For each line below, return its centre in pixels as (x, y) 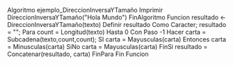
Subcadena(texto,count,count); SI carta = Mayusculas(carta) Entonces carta (117, 39)
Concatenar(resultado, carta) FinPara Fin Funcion (78, 54)
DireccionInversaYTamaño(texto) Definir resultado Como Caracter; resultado (117, 25)
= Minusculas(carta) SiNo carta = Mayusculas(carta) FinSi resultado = (107, 47)
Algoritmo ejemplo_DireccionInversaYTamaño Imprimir (85, 10)
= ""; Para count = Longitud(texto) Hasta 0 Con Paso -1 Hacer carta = (107, 32)
